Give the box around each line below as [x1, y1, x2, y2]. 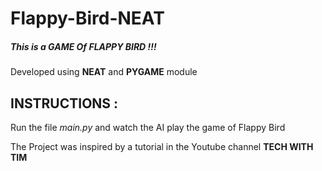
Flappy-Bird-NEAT [10, 7, 165, 30]
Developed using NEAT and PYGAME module [10, 66, 198, 78]
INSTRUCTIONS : [10, 95, 119, 112]
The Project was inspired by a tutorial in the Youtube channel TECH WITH [10, 140, 314, 152]
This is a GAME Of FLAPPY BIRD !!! [10, 40, 157, 52]
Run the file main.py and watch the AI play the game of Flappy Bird [10, 121, 286, 133]
